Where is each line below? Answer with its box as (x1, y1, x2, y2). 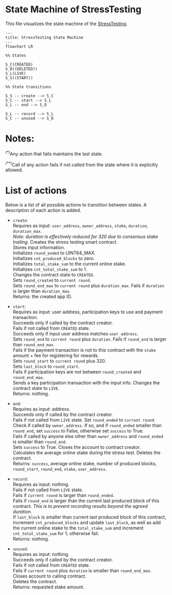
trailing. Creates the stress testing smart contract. (12, 239, 118, 245)
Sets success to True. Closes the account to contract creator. (12, 444, 141, 450)
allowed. (5, 167, 23, 173)
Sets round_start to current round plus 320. (12, 358, 106, 364)
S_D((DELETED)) (5, 66, 38, 71)
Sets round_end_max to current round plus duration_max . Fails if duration (12, 283, 165, 289)
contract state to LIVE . (12, 385, 60, 391)
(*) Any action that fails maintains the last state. (5, 150, 103, 157)
